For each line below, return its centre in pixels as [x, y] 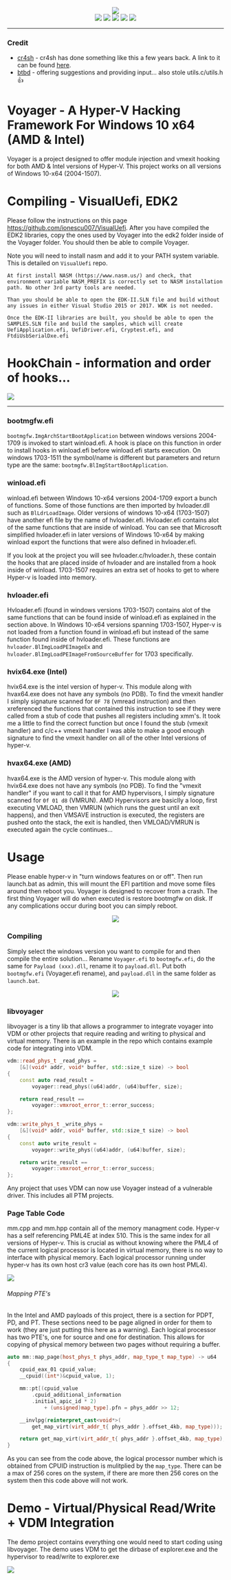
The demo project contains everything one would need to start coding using [115, 1542]
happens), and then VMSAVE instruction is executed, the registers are [106, 815]
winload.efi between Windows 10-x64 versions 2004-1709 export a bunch [112, 498]
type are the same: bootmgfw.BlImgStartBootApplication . [88, 465]
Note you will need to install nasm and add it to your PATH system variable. [113, 256]
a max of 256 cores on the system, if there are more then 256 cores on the [113, 1473]
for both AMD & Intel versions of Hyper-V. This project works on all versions [114, 166]
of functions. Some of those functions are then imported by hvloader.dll [108, 505]
